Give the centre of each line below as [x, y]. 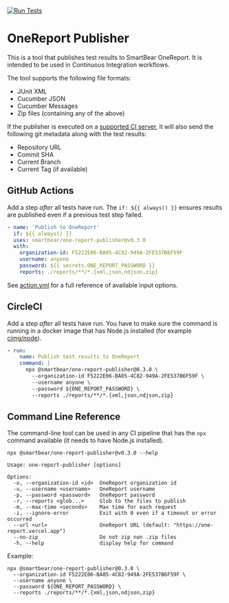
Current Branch [39, 162]
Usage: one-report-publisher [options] [64, 465]
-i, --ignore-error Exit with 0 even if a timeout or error [115, 513]
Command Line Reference [64, 416]
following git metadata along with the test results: [77, 133]
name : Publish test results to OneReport [79, 357]
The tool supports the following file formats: [69, 78]
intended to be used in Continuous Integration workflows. [88, 65]
